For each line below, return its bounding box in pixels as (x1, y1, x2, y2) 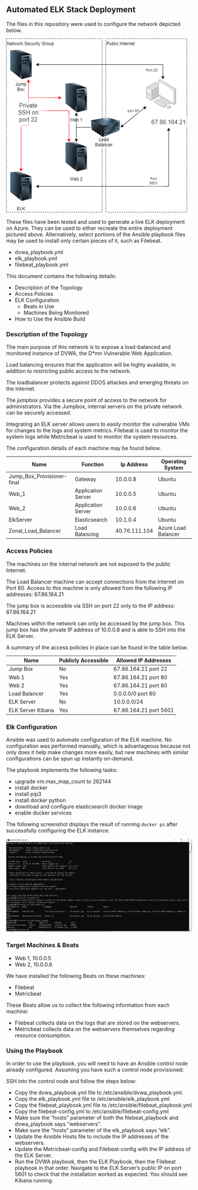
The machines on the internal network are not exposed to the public (6, 560, 171, 568)
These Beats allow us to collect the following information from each (6, 1001, 170, 1009)
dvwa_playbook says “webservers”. (14, 1120, 101, 1127)
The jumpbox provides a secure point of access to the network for (6, 397, 167, 404)
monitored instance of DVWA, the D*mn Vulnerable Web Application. (6, 350, 173, 357)
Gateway (74, 475, 97, 483)
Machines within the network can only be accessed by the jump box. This (6, 620, 185, 627)
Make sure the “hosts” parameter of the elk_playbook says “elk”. (14, 1127, 171, 1134)
